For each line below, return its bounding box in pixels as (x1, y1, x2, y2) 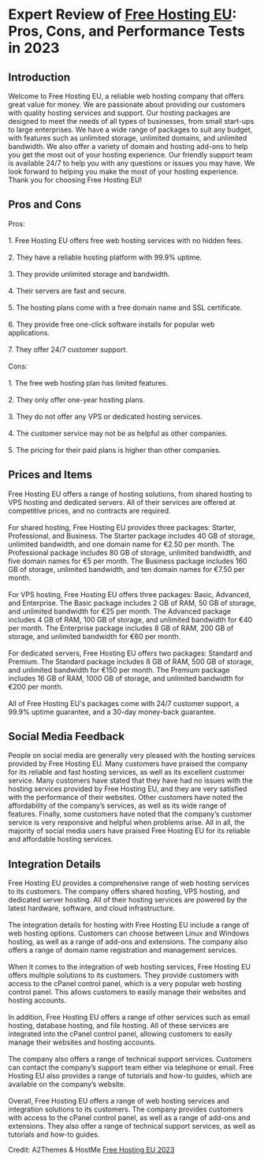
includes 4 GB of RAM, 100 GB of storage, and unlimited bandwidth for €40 (8, 615, 253, 624)
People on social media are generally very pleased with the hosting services (8, 751, 256, 760)
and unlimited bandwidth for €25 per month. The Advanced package (8, 606, 231, 616)
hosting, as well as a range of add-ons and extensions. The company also (8, 937, 248, 947)
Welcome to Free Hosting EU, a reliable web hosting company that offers (8, 92, 244, 100)
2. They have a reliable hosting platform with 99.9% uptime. (8, 252, 203, 262)
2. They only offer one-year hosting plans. (8, 394, 146, 404)
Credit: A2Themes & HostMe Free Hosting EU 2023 (8, 1145, 175, 1155)
